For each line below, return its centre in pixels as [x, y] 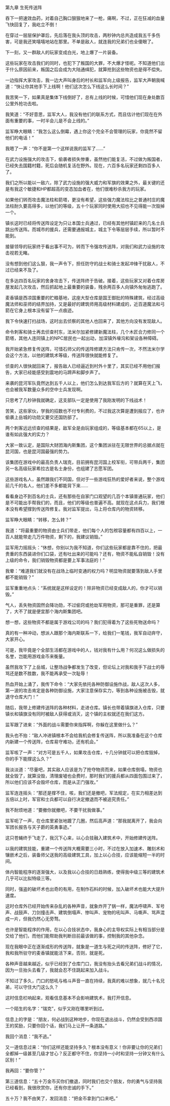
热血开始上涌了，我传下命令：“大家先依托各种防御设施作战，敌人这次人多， [84, 684]
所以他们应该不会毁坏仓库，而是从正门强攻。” [52, 782]
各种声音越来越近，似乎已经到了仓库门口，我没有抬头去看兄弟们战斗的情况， [85, 964]
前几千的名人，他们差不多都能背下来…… [47, 485]
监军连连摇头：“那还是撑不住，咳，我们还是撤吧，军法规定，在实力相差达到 [84, 793]
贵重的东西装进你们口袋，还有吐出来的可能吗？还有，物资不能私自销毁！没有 [85, 554]
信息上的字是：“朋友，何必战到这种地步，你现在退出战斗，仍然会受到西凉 [82, 1019]
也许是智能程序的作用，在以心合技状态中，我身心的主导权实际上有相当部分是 [85, 929]
